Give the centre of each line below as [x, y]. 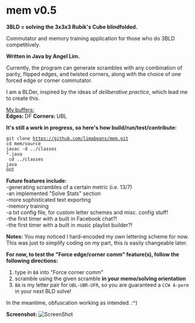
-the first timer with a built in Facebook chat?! [62, 218]
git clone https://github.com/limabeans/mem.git [67, 138]
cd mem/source [24, 143]
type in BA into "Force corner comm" [59, 272]
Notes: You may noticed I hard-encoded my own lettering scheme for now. [97, 236]
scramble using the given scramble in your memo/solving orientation [100, 278]
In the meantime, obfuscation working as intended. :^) [72, 302]
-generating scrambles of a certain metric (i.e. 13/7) [69, 187]
